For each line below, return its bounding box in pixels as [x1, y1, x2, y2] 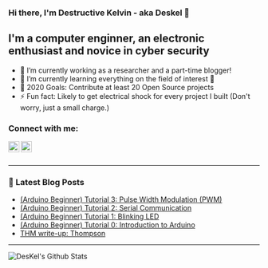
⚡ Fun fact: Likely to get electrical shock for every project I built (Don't [19, 91, 250, 100]
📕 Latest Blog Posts [8, 176, 85, 187]
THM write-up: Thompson [19, 229, 106, 238]
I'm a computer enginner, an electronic [8, 32, 205, 45]
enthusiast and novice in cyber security [8, 44, 210, 58]
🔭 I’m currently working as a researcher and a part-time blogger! [19, 65, 232, 75]
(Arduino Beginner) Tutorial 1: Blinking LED [19, 211, 160, 222]
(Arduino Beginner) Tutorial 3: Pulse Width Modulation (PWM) [19, 195, 223, 204]
